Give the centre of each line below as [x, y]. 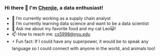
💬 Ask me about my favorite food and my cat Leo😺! [64, 29]
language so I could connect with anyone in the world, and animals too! [83, 49]
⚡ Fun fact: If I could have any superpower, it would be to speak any [80, 41]
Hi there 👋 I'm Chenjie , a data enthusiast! [54, 8]
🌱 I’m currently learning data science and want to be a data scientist [80, 23]
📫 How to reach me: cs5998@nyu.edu [51, 34]
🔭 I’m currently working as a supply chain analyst [61, 19]
